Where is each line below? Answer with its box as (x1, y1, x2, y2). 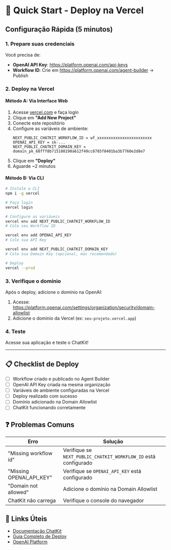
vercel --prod (5, 265, 36, 270)
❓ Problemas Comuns (5, 420, 75, 429)
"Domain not (8, 482, 38, 489)
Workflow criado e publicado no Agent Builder (12, 376, 110, 382)
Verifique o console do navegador (63, 497, 144, 504)
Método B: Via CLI (5, 174, 44, 181)
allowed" (8, 489, 29, 496)
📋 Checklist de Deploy (5, 360, 79, 368)
